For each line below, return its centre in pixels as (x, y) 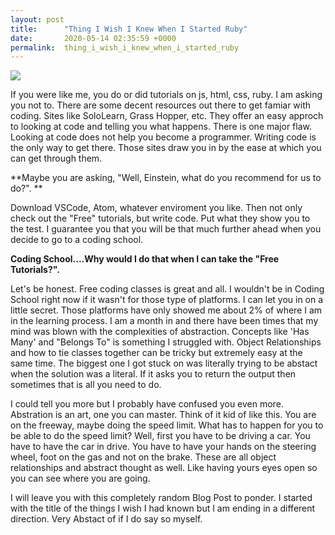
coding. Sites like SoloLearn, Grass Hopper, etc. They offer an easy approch (167, 116)
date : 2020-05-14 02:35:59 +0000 (93, 38)
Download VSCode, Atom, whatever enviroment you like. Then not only (156, 208)
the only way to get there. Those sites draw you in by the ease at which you (166, 148)
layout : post (37, 19)
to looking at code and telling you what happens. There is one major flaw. (161, 127)
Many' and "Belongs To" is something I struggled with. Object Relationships (166, 342)
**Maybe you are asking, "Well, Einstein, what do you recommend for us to (166, 178)
